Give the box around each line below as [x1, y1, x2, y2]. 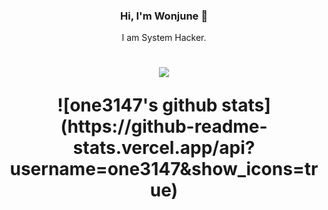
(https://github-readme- [60, 115, 268, 138]
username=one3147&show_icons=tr [9, 158, 319, 181]
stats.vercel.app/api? [72, 137, 256, 159]
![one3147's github [57, 94, 218, 117]
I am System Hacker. [121, 32, 207, 44]
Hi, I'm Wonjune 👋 [120, 9, 208, 23]
